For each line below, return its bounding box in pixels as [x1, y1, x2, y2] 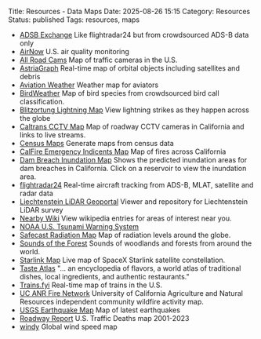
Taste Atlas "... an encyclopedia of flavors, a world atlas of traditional [19, 264, 241, 273]
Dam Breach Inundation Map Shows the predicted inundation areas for [19, 155, 248, 164]
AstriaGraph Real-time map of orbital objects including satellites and [19, 64, 241, 73]
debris [19, 72, 41, 81]
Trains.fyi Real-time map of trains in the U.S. [19, 280, 163, 290]
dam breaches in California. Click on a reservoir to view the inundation [19, 164, 247, 173]
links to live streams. [19, 130, 86, 140]
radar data [19, 188, 53, 198]
